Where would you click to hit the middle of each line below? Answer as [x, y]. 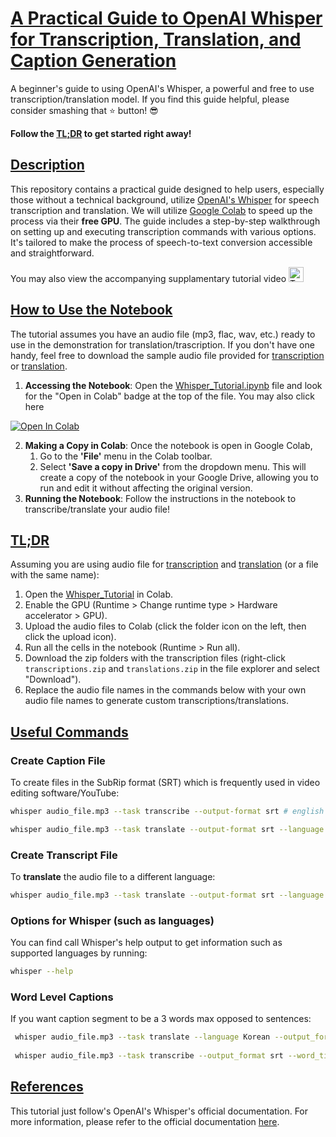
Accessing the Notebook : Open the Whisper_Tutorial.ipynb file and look [173, 385]
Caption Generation [93, 61]
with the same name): [55, 575]
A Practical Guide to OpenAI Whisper [166, 18]
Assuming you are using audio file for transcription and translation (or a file [164, 564]
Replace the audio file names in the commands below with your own [165, 690]
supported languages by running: [79, 953]
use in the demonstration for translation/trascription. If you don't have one [162, 344]
